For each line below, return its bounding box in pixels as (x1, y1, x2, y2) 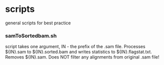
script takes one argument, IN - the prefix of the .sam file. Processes (5, 44, 146, 50)
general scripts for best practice (5, 20, 71, 26)
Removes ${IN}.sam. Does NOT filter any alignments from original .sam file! (5, 54, 160, 60)
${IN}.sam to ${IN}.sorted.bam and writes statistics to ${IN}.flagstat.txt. (5, 49, 153, 55)
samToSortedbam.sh (5, 32, 57, 39)
